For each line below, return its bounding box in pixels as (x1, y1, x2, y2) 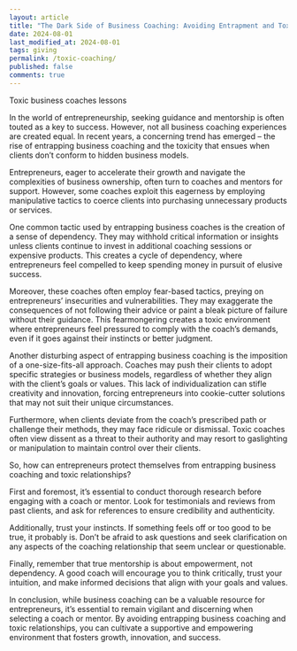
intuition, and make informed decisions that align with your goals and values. (9, 577, 288, 587)
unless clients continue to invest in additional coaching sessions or (9, 240, 253, 251)
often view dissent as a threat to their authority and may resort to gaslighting (9, 433, 288, 444)
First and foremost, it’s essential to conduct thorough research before (9, 486, 263, 497)
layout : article (9, 12, 69, 22)
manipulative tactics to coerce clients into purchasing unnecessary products (9, 195, 287, 205)
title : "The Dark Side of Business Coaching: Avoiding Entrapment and (9, 21, 275, 30)
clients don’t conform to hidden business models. (9, 150, 189, 160)
